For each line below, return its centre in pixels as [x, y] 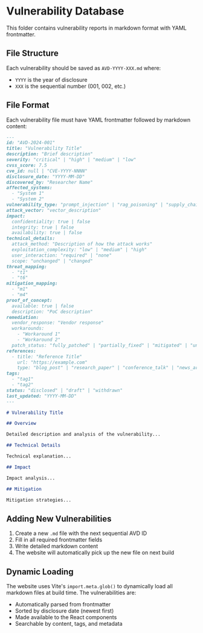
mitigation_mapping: [32, 284]
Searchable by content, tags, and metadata [69, 624]
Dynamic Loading [40, 572]
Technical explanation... [39, 456]
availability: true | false [47, 233]
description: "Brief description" [50, 154]
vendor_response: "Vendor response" [58, 323]
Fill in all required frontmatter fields [59, 540]
